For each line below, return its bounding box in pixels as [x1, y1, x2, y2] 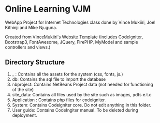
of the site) [12, 86, 34, 92]
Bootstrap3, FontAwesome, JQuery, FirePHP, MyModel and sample [5, 39, 139, 45]
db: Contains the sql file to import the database [12, 76, 106, 82]
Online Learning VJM [5, 3, 91, 15]
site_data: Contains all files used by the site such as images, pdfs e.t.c [12, 92, 152, 97]
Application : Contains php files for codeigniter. [12, 97, 106, 103]
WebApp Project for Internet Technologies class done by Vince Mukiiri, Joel [5, 19, 156, 25]
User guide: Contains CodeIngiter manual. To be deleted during [12, 107, 139, 113]
